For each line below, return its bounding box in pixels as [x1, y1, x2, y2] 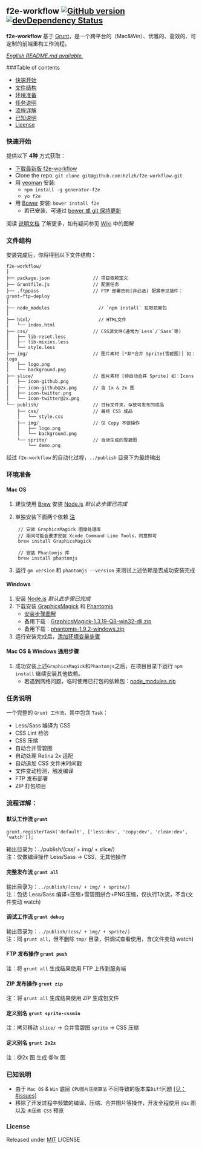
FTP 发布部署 [15, 775, 48, 782]
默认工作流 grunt [6, 815, 48, 823]
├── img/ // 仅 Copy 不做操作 [17, 420, 140, 426]
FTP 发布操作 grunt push [6, 950, 68, 958]
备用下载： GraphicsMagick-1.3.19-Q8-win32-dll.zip [24, 617, 152, 624]
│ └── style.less [6, 345, 56, 351]
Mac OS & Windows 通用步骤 [6, 647, 80, 655]
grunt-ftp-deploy [6, 293, 50, 300]
